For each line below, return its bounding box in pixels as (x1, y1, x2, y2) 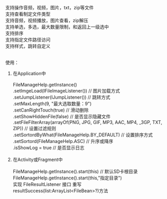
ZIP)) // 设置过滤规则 (12, 125, 57, 131)
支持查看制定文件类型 (5, 11, 50, 17)
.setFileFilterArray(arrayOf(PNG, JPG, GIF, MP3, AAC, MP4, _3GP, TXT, (12, 119, 163, 125)
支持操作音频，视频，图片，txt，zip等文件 (5, 5, 94, 10)
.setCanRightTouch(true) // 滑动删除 (12, 107, 89, 113)
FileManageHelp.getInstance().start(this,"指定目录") (12, 175, 122, 181)
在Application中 (12, 70, 46, 76)
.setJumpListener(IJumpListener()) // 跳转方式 (12, 94, 110, 100)
